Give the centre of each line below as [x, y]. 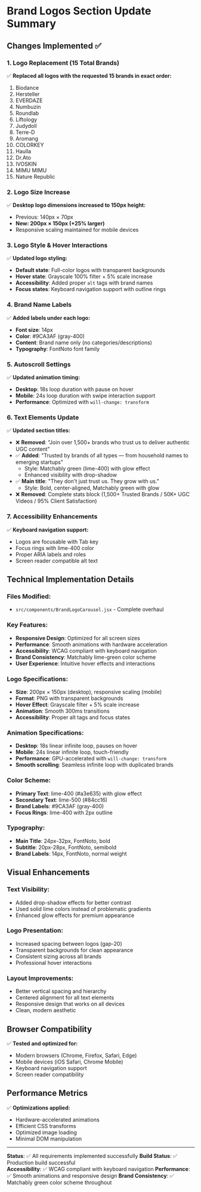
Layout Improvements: [40, 978]
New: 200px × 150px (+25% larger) [60, 224]
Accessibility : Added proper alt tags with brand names [84, 283]
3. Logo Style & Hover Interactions [57, 245]
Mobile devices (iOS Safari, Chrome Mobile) [69, 1062]
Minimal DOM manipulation [49, 1138]
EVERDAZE [29, 100]
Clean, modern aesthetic [46, 1010]
